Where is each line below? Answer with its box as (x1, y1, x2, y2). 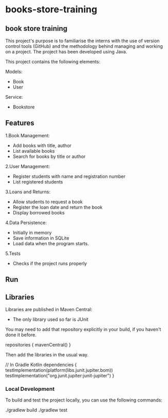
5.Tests (5, 250, 21, 257)
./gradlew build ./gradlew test (5, 407, 68, 413)
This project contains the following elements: (5, 59, 101, 65)
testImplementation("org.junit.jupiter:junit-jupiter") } (5, 373, 115, 379)
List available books (12, 148, 55, 154)
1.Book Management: (5, 132, 50, 138)
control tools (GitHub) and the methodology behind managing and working (5, 43, 163, 49)
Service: (5, 94, 23, 100)
